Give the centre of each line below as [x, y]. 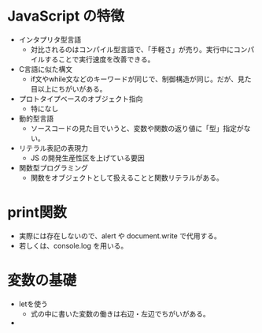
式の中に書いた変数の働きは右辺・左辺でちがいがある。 [120, 313]
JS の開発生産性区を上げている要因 [87, 158]
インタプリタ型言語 [50, 39]
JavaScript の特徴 [66, 16]
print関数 [37, 213]
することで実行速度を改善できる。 [100, 59]
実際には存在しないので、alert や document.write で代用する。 [120, 236]
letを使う [33, 304]
